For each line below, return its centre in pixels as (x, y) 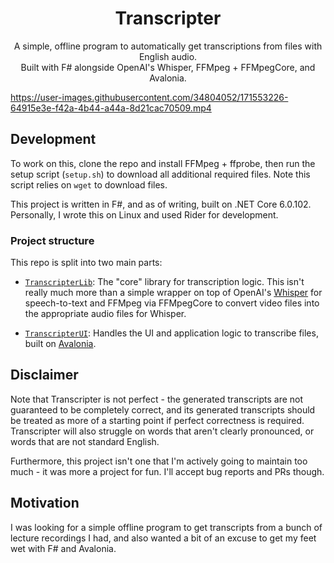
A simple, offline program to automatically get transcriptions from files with (168, 46)
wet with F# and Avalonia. (63, 548)
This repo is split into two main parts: (86, 263)
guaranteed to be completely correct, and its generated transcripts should (163, 409)
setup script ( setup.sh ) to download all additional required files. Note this (160, 174)
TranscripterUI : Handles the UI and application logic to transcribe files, (171, 333)
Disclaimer (44, 375)
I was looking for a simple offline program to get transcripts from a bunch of (166, 527)
